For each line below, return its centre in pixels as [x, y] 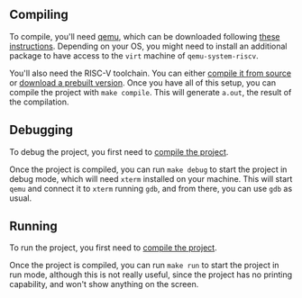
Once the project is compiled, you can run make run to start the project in [144, 266]
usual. [21, 198]
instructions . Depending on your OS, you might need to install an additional [148, 46]
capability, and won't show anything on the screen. [104, 284]
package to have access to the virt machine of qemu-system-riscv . [134, 55]
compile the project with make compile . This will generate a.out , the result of [151, 92]
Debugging [41, 130]
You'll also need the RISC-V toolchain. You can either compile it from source [150, 73]
